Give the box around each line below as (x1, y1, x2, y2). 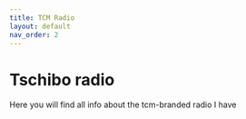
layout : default (9, 22, 71, 31)
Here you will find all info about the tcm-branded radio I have (9, 99, 237, 110)
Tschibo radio (9, 69, 115, 90)
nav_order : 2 (9, 30, 59, 39)
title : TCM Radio (9, 13, 75, 23)
